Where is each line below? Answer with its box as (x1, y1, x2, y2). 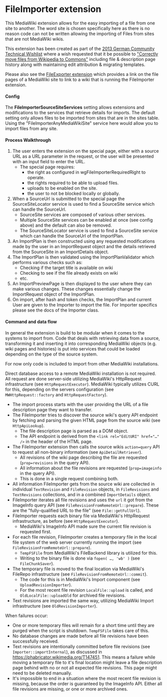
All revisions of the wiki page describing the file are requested (19, 454, 147, 460)
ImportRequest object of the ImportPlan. (12, 291, 95, 298)
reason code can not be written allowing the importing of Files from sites (5, 30, 155, 36)
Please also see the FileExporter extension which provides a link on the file (5, 71, 159, 77)
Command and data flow (5, 319, 57, 325)
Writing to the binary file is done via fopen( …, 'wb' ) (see (19, 555, 141, 561)
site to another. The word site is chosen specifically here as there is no (5, 25, 151, 31)
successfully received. (12, 638, 59, 644)
